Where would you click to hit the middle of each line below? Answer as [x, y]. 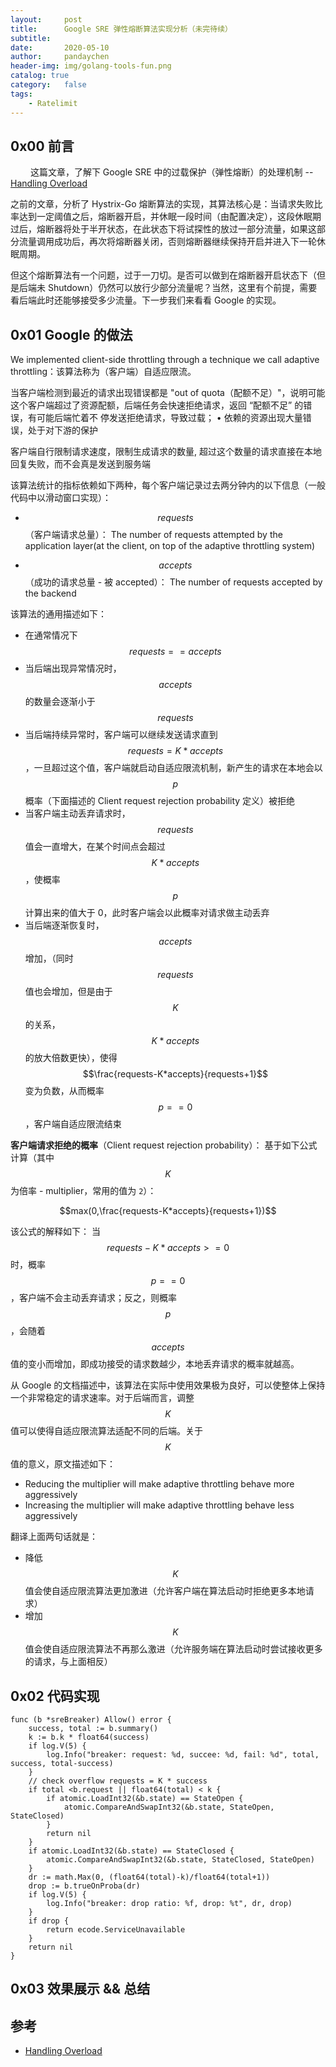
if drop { [49, 1921]
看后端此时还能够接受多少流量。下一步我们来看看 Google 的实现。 [146, 300]
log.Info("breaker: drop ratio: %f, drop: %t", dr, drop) [169, 1903]
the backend [50, 593]
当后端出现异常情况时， [73, 668]
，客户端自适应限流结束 [73, 1124]
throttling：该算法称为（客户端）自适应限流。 [103, 372]
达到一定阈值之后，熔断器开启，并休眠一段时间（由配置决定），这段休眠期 [170, 217]
